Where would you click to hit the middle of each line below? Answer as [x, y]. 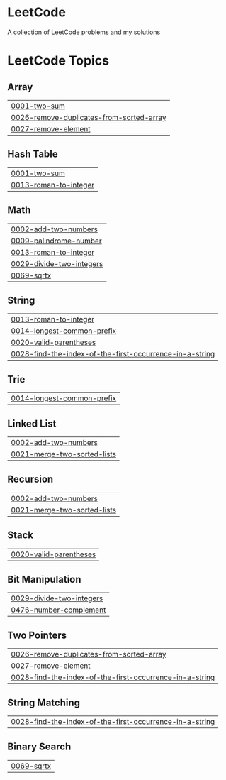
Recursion [30, 479]
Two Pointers [37, 635]
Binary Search [39, 747]
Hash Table [33, 154]
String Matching [44, 702]
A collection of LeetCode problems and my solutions [84, 32]
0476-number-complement [58, 610]
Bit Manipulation [44, 579]
